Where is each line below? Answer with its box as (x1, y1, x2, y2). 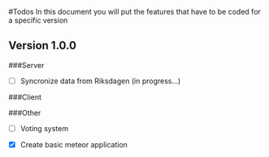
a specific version (8, 15, 68, 25)
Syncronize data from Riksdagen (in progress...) (20, 76, 181, 86)
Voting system (20, 123, 69, 133)
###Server (8, 60, 45, 70)
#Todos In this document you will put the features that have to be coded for (8, 7, 262, 16)
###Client (8, 92, 42, 102)
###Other (8, 108, 41, 117)
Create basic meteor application (20, 139, 128, 149)
